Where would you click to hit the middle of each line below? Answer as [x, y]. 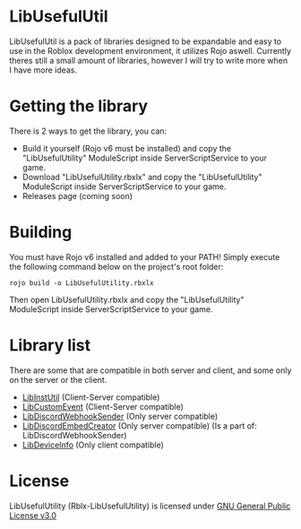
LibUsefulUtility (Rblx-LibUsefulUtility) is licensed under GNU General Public [150, 506]
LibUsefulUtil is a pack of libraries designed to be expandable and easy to [146, 41]
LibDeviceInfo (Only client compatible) [93, 445]
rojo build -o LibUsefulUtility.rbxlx [82, 283]
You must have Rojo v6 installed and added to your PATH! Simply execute [145, 256]
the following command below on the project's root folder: [116, 266]
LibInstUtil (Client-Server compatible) [91, 397]
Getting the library [79, 106]
